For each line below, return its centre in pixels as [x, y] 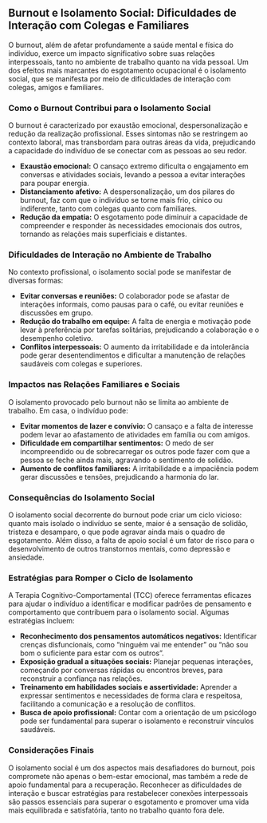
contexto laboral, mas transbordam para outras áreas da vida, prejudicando [132, 142]
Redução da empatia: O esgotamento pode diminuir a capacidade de [134, 217]
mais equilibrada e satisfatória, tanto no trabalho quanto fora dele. [116, 810]
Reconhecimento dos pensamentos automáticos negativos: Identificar [138, 636]
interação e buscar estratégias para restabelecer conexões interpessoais [128, 793]
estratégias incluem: [41, 621]
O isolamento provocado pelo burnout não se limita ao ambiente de [119, 402]
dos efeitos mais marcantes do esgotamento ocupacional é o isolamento [128, 70]
